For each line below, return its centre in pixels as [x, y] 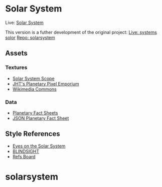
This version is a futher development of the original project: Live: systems [81, 32]
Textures [16, 67]
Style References [33, 134]
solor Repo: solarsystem [30, 37]
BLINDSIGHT [26, 151]
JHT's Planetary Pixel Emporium [46, 83]
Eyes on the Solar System [39, 146]
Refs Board [24, 156]
